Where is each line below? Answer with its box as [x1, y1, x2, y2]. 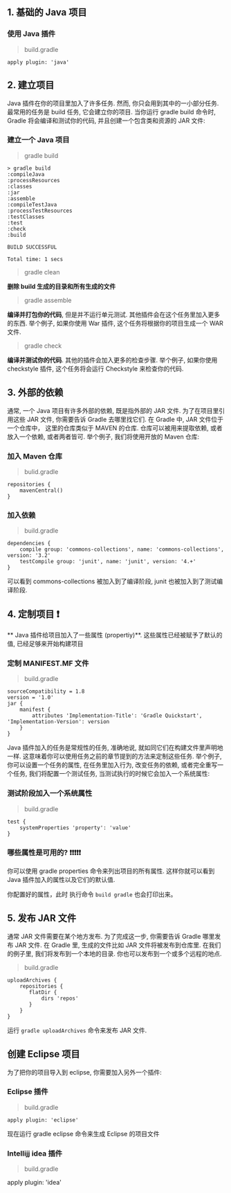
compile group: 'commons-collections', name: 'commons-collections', [19, 546, 225, 553]
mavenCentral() [19, 487, 64, 494]
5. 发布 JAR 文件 [7, 912, 77, 924]
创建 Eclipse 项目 [7, 1048, 80, 1060]
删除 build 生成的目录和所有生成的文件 [7, 282, 116, 290]
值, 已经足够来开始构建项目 [7, 639, 84, 648]
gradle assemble [24, 296, 72, 304]
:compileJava [7, 170, 45, 178]
